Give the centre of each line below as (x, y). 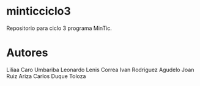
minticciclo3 (39, 11)
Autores (27, 53)
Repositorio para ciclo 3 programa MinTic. (59, 28)
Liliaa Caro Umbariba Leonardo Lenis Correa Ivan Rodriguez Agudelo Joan (100, 70)
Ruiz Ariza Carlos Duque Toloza (46, 76)
